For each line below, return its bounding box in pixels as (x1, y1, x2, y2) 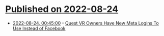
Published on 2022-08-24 (5, 3, 119, 15)
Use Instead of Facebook (12, 25, 66, 31)
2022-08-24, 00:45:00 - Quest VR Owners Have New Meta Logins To (12, 20, 159, 26)
